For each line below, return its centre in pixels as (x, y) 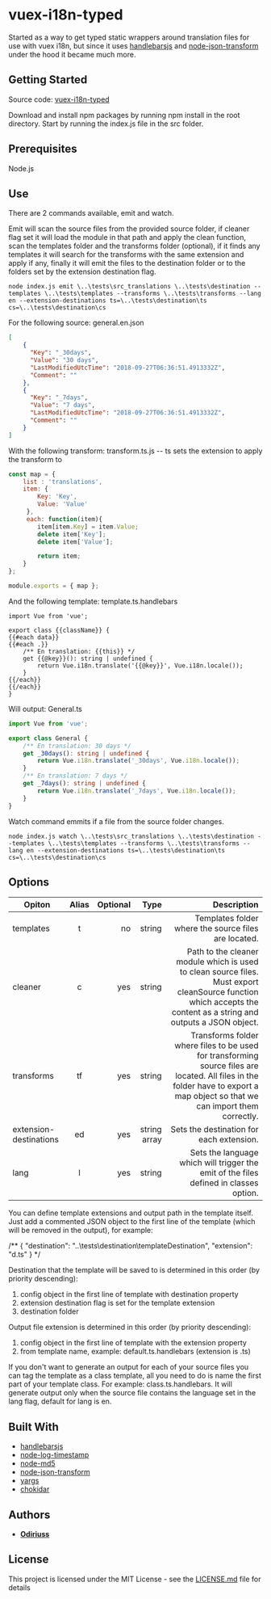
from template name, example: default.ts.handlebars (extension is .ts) (135, 1352)
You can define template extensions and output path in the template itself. (131, 1213)
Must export (236, 982)
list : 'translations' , (63, 482)
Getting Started (48, 80)
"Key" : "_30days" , (60, 353)
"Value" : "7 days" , (62, 406)
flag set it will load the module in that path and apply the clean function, (127, 238)
